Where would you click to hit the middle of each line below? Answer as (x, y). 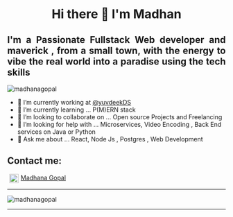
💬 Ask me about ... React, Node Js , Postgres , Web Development (110, 139)
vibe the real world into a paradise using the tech (116, 61)
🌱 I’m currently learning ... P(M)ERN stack (77, 110)
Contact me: (35, 161)
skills (19, 72)
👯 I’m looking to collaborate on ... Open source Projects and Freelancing (120, 117)
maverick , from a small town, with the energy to (116, 50)
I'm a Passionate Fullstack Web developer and (116, 40)
